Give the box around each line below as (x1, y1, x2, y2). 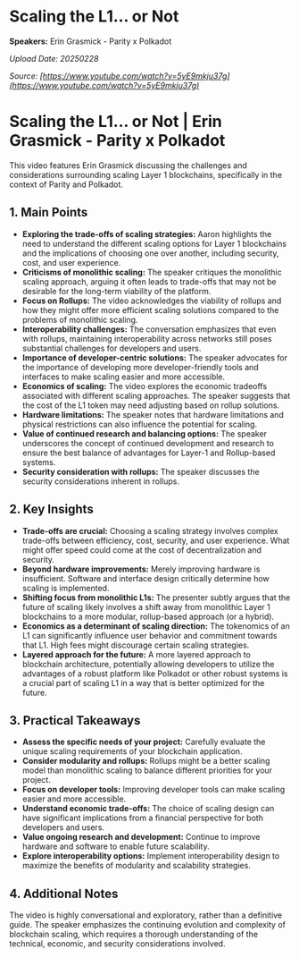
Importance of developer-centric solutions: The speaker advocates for (21, 352, 288, 363)
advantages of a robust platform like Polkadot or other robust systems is (21, 668, 288, 679)
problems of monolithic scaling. (21, 314, 138, 325)
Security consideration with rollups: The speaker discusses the (21, 466, 261, 477)
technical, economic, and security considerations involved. (9, 938, 226, 949)
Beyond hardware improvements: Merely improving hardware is (21, 564, 261, 574)
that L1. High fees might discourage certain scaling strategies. (21, 640, 250, 650)
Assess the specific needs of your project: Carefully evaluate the (21, 736, 266, 748)
